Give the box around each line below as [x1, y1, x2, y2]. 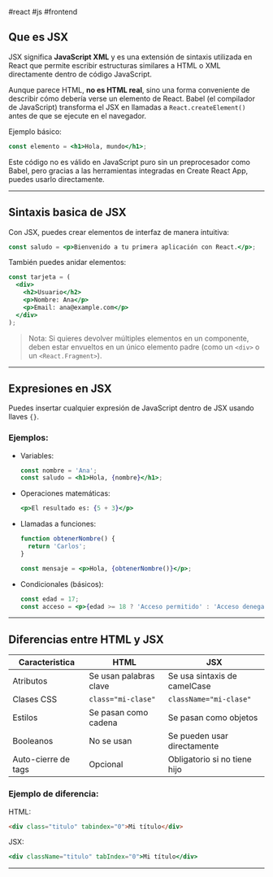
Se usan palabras [89, 671, 155, 682]
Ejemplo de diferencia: [8, 788, 99, 800]
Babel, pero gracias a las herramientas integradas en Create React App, [8, 166, 249, 176]
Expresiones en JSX [8, 381, 112, 395]
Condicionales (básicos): [19, 579, 104, 588]
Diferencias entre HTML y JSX [8, 632, 164, 646]
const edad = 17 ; [19, 595, 80, 603]
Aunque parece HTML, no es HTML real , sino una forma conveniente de [8, 85, 250, 94]
